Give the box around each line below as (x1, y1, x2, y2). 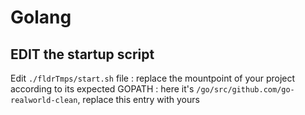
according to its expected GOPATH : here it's (10, 83, 195, 95)
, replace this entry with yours (77, 94, 200, 105)
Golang (10, 6, 72, 29)
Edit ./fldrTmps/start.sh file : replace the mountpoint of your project (10, 72, 296, 84)
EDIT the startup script (10, 46, 155, 63)
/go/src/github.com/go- (196, 85, 295, 95)
